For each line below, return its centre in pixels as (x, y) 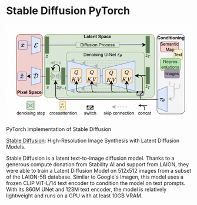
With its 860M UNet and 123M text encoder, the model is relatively (86, 189)
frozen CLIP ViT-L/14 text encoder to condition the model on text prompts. (96, 183)
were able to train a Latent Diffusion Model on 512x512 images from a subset (99, 170)
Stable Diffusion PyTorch (68, 11)
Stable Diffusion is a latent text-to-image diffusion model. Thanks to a (90, 158)
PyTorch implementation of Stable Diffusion (59, 129)
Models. (16, 147)
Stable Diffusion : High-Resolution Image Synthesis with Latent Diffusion (93, 140)
